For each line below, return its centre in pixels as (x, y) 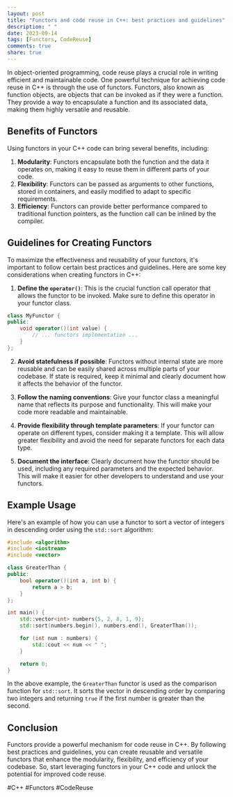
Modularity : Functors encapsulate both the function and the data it (113, 162)
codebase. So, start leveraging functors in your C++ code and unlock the (112, 767)
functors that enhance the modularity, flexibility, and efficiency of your (108, 759)
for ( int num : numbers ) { (59, 639)
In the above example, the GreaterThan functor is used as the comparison (112, 683)
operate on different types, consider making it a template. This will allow (120, 432)
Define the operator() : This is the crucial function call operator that (114, 288)
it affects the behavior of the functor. (70, 384)
